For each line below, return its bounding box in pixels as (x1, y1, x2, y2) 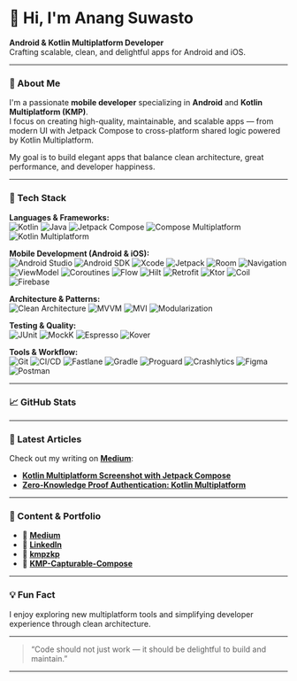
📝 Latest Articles (9, 433, 82, 445)
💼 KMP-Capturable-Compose (21, 558, 133, 569)
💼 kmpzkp (21, 549, 60, 560)
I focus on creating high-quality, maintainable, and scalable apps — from (9, 116, 274, 127)
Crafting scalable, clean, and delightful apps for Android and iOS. (9, 46, 246, 57)
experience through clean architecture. (9, 618, 151, 629)
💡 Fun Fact (9, 589, 56, 601)
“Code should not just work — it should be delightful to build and (30, 644, 267, 654)
